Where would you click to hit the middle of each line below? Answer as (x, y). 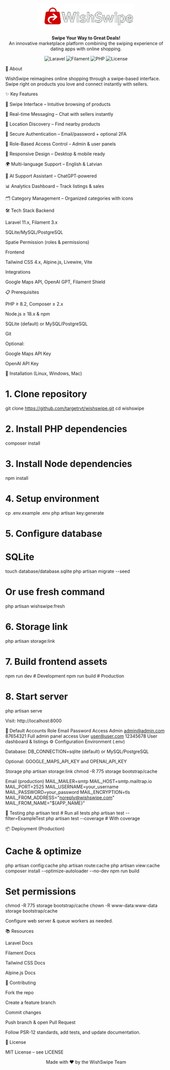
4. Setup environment (52, 499)
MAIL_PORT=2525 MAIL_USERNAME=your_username (62, 786)
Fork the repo (20, 993)
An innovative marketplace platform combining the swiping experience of (86, 43)
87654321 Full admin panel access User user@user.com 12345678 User (81, 736)
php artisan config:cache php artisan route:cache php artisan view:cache (83, 865)
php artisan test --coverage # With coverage (93, 818)
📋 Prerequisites (22, 292)
